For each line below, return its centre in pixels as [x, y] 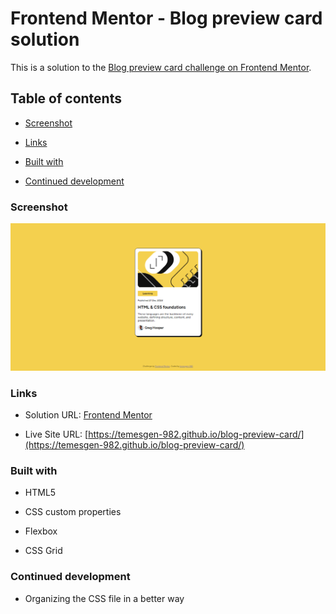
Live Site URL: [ [56, 434]
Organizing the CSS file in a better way [104, 598]
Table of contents [66, 98]
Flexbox [41, 531]
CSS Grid [43, 551]
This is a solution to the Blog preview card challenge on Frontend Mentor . [161, 67]
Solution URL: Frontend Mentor [88, 415]
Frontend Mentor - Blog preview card [166, 18]
